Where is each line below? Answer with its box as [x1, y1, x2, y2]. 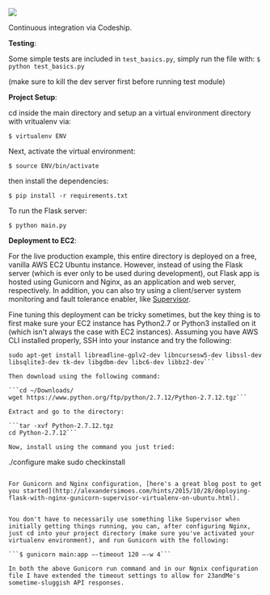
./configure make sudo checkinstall [8, 457, 125, 467]
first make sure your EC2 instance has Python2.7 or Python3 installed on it [8, 319, 256, 328]
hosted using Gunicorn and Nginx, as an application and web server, [8, 277, 236, 287]
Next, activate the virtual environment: [8, 146, 136, 156]
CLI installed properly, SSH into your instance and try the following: [8, 336, 232, 345]
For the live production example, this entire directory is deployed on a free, [8, 251, 257, 261]
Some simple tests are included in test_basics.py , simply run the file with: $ [8, 54, 261, 64]
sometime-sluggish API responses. [8, 579, 125, 587]
